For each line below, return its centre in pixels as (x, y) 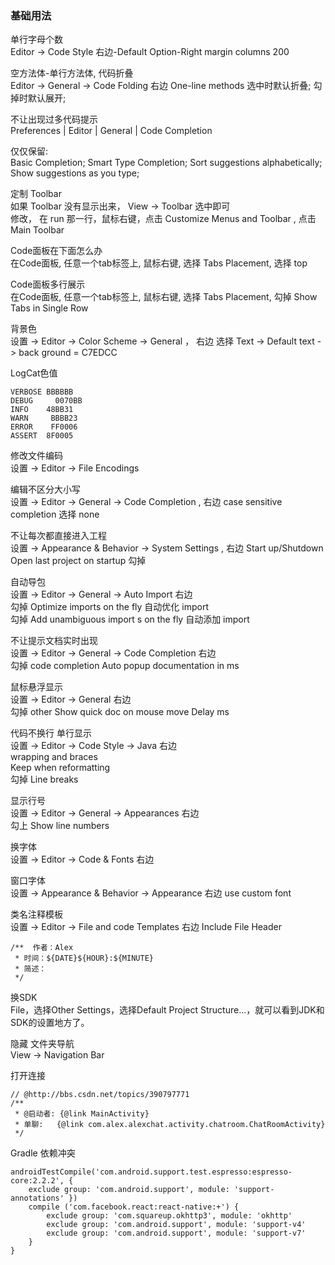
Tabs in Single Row (49, 308)
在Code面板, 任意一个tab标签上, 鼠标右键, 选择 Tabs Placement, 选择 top (159, 263)
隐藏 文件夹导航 (42, 1044)
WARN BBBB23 (44, 418)
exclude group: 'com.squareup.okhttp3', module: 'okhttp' (169, 1216)
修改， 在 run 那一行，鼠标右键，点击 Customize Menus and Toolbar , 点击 (163, 219)
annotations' (37, 1198)
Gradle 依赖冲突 (43, 1153)
